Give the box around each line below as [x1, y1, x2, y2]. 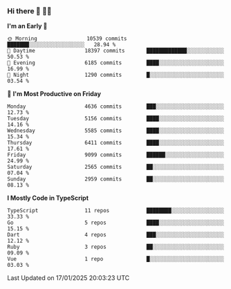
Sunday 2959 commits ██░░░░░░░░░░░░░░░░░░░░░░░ [7, 176, 225, 183]
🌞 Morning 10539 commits [7, 35, 127, 42]
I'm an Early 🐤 [7, 22, 48, 30]
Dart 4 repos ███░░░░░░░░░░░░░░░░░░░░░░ [7, 232, 225, 239]
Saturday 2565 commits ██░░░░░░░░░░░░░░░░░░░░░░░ [7, 164, 225, 171]
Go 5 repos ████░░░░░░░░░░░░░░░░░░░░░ [7, 219, 225, 227]
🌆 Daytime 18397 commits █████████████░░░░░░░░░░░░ [7, 48, 225, 55]
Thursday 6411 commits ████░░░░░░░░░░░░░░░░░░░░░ [7, 140, 225, 147]
